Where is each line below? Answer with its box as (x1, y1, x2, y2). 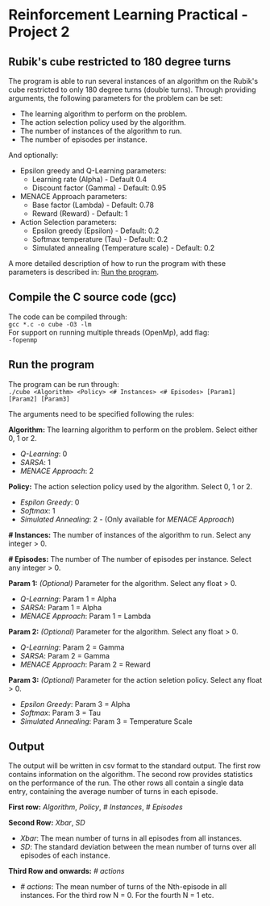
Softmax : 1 (19, 505, 56, 515)
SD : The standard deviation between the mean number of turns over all (19, 842, 256, 852)
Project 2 (8, 23, 70, 41)
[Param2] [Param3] (8, 395, 70, 403)
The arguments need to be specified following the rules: (8, 409, 195, 418)
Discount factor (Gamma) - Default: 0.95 (31, 183, 167, 193)
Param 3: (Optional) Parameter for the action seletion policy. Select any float (8, 675, 263, 684)
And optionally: (8, 151, 59, 160)
